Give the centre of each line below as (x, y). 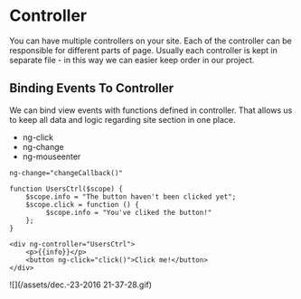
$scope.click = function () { (83, 204)
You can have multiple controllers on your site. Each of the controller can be (150, 41)
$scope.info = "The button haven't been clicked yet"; (131, 196)
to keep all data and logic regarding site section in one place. (123, 119)
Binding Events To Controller (92, 88)
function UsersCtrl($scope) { (66, 189)
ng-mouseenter (52, 156)
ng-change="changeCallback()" (66, 173)
